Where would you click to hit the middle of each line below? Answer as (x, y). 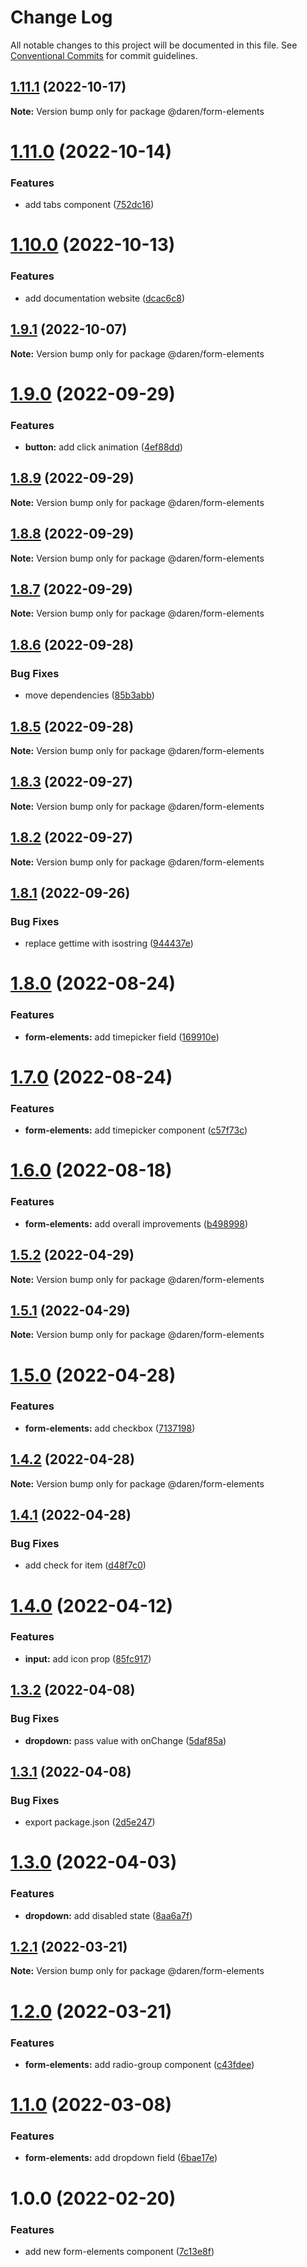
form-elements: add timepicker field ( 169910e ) (122, 1037)
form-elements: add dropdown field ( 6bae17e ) (121, 2158)
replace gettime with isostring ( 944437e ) (109, 943)
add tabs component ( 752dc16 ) (89, 205)
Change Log (61, 17)
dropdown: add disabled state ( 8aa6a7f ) (108, 1915)
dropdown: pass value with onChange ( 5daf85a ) (125, 1740)
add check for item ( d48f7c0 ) (85, 1565)
